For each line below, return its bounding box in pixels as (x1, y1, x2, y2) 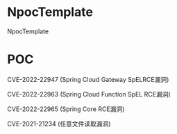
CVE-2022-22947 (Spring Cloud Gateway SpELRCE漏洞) (7, 75, 169, 83)
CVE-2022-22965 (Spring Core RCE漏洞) (7, 105, 125, 113)
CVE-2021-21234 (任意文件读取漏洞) (7, 119, 111, 128)
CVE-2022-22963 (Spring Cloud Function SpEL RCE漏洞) (7, 90, 171, 98)
